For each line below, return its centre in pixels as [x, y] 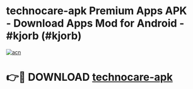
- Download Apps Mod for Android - [95, 23]
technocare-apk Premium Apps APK [96, 11]
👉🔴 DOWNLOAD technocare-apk [89, 77]
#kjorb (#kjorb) [44, 36]
